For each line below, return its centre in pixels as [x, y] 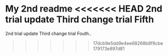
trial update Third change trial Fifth [80, 19]
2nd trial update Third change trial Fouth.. [48, 33]
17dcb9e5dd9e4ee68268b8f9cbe [128, 43]
